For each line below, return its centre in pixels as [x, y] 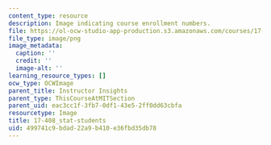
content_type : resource [48, 16]
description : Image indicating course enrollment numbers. [110, 23]
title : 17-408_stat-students [57, 121]
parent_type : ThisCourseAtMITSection [72, 98]
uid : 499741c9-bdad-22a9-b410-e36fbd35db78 [83, 128]
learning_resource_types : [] [57, 76]
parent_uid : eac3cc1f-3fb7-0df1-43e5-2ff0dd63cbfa [95, 106]
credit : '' [34, 61]
